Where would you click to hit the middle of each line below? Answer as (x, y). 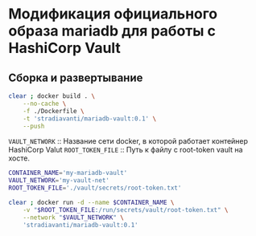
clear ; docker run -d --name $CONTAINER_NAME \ (91, 202)
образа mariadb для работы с (112, 31)
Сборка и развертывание (76, 77)
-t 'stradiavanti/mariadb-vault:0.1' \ (90, 118)
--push (34, 126)
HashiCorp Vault (64, 48)
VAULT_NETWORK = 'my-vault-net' (59, 181)
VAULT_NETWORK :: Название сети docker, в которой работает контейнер (128, 141)
